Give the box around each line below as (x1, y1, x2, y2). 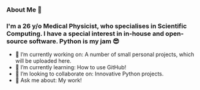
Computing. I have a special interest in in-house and (6, 29, 164, 38)
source (6, 36, 28, 45)
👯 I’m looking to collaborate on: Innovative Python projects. (15, 70, 164, 78)
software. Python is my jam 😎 (28, 36, 120, 45)
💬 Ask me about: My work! (15, 77, 82, 84)
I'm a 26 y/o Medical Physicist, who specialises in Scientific (6, 21, 187, 30)
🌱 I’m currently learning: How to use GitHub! (15, 64, 127, 71)
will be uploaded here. (15, 57, 72, 64)
